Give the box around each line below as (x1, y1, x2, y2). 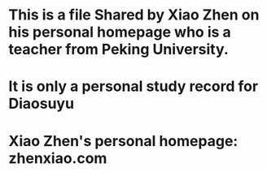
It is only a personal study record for (8, 77, 259, 96)
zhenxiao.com (8, 148, 107, 167)
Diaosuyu (8, 95, 75, 113)
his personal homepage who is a (8, 23, 232, 41)
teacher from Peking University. (8, 41, 230, 58)
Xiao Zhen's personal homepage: (8, 131, 239, 150)
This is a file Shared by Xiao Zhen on (8, 6, 260, 24)
